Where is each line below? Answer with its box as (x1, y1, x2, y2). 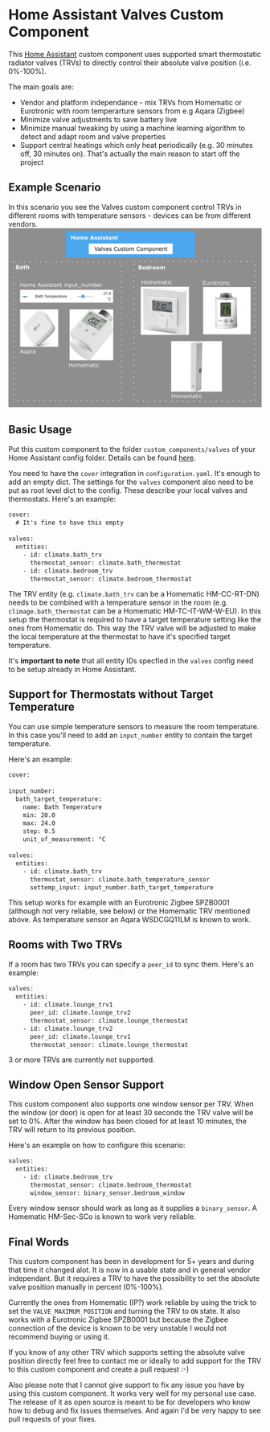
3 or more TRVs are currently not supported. (8, 1055, 155, 1065)
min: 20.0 (22, 810, 56, 819)
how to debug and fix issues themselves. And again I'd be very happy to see (8, 1405, 261, 1416)
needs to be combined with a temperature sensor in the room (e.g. (8, 597, 228, 607)
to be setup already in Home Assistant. (8, 664, 137, 674)
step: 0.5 (22, 827, 56, 835)
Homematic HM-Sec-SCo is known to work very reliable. (8, 1212, 196, 1221)
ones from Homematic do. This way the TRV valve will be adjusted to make (8, 623, 256, 633)
